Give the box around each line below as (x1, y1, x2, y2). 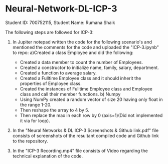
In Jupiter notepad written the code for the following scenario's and (12, 38, 152, 45)
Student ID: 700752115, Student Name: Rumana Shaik (5, 19, 115, 25)
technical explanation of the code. (12, 153, 83, 159)
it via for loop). (20, 117, 50, 123)
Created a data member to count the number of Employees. (20, 59, 143, 65)
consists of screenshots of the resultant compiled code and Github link (12, 132, 159, 138)
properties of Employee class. (20, 80, 82, 86)
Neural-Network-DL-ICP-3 (5, 3, 117, 14)
